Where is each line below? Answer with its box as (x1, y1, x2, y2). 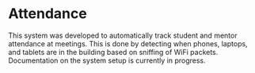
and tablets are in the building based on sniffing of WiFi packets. (8, 47, 219, 57)
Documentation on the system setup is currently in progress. (8, 56, 206, 65)
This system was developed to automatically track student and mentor (8, 31, 238, 40)
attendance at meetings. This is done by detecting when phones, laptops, (8, 38, 248, 48)
